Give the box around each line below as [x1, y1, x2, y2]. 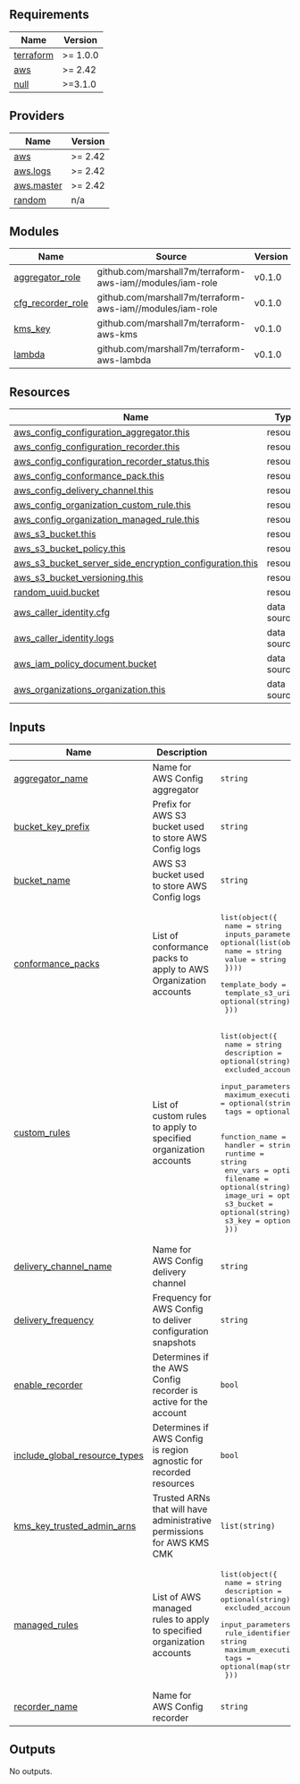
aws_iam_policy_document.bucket [13, 658, 157, 670]
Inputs [9, 720, 46, 735]
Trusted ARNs [152, 1492, 212, 1505]
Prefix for [152, 798, 192, 811]
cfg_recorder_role [13, 297, 89, 310]
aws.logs [13, 165, 52, 177]
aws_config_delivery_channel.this [13, 484, 154, 497]
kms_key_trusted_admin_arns [13, 1520, 137, 1532]
